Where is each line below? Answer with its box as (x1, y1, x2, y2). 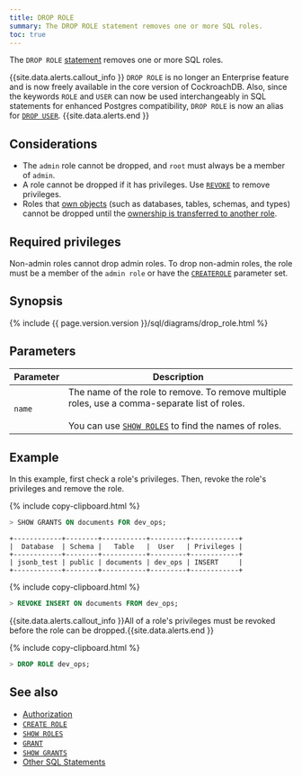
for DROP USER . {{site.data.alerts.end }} (9, 110, 150, 122)
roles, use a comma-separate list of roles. (67, 397, 245, 410)
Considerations (9, 136, 98, 151)
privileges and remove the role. (9, 483, 125, 494)
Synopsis (9, 293, 63, 309)
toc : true (9, 30, 47, 39)
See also (9, 685, 58, 700)
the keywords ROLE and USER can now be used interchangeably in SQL (9, 91, 267, 102)
